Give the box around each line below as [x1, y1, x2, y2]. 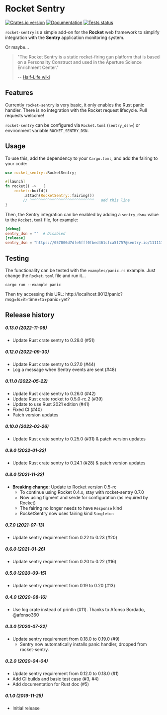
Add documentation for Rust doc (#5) [12, 681, 89, 687]
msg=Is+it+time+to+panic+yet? [5, 297, 70, 302]
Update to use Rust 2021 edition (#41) [12, 401, 90, 407]
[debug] [5, 226, 21, 231]
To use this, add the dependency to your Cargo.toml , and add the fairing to [5, 155, 158, 161]
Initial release [12, 705, 40, 711]
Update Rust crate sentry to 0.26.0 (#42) [12, 390, 96, 397]
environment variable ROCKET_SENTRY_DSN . [5, 127, 89, 133]
